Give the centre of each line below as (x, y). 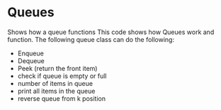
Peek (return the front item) (57, 68)
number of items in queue (55, 83)
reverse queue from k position (62, 98)
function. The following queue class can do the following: (91, 39)
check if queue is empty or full (62, 76)
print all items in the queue (56, 91)
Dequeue (31, 60)
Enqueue (30, 53)
